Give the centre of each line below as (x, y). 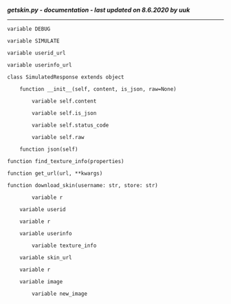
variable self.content (64, 101)
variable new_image (60, 294)
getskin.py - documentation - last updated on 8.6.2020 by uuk (99, 10)
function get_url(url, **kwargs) (55, 173)
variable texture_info (64, 246)
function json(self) (49, 149)
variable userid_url (37, 53)
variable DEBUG (29, 29)
